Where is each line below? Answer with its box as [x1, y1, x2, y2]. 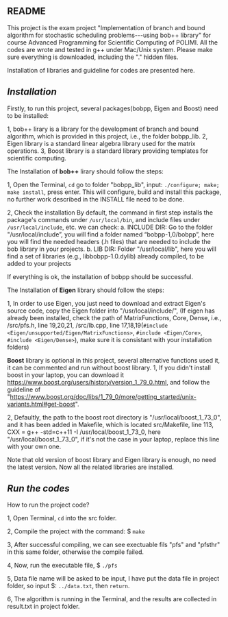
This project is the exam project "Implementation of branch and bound [7, 23, 205, 32]
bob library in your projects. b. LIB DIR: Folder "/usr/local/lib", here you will [7, 245, 217, 253]
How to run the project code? [7, 500, 90, 509]
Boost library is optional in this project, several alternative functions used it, [7, 356, 220, 364]
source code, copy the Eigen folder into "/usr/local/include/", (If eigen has [7, 306, 216, 315]
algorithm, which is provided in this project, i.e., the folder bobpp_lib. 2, [7, 132, 208, 140]
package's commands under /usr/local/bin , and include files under [7, 215, 201, 223]
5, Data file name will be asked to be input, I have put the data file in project [7, 574, 220, 583]
